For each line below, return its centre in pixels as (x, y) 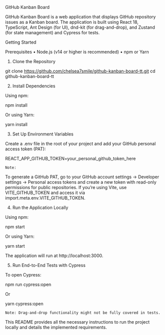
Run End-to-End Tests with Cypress (49, 265)
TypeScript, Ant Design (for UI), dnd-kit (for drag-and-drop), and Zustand (80, 27)
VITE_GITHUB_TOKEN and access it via (45, 193)
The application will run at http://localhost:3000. (54, 256)
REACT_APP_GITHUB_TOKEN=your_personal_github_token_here (71, 159)
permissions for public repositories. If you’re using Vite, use (66, 187)
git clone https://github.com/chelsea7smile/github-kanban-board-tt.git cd (80, 71)
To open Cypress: (23, 275)
